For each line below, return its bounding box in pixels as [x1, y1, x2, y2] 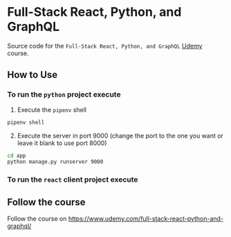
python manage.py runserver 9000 [7, 158, 104, 166]
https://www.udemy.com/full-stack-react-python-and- [68, 214, 223, 222]
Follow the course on [7, 214, 67, 222]
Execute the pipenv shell [17, 105, 86, 114]
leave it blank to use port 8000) [17, 139, 107, 147]
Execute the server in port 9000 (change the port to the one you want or [17, 131, 223, 140]
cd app [7, 152, 26, 159]
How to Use [7, 69, 58, 81]
